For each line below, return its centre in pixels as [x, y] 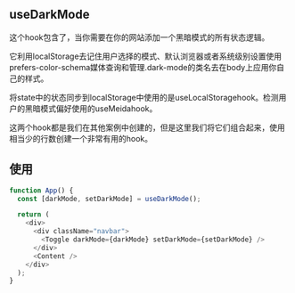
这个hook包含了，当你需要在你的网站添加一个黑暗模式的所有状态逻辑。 [139, 37]
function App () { [41, 191]
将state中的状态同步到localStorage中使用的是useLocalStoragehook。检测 [144, 97]
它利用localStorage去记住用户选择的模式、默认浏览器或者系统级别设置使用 [146, 56]
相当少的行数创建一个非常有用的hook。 [81, 138]
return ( [33, 215]
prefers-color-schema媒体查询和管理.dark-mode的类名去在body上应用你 [143, 67]
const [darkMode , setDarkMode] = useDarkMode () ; [109, 199]
